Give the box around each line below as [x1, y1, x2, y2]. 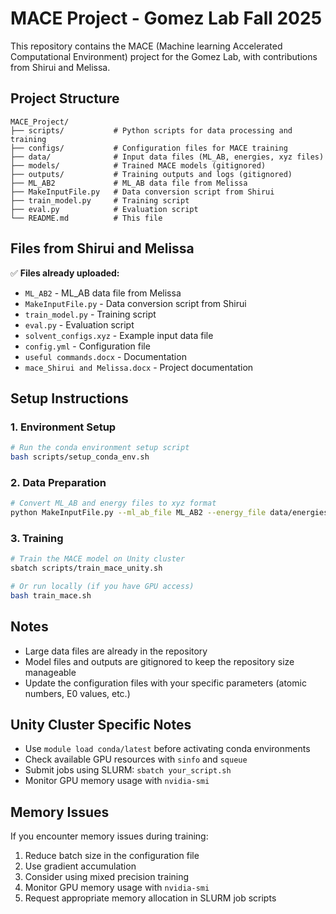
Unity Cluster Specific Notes [10, 717, 192, 734]
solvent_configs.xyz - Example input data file [24, 329, 214, 341]
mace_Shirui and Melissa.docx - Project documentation [24, 361, 254, 373]
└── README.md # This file [10, 213, 163, 223]
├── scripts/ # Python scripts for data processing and [10, 125, 293, 136]
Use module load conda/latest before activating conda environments [24, 743, 311, 755]
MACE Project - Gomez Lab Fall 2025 [10, 7, 323, 30]
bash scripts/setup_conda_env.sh [10, 452, 150, 462]
